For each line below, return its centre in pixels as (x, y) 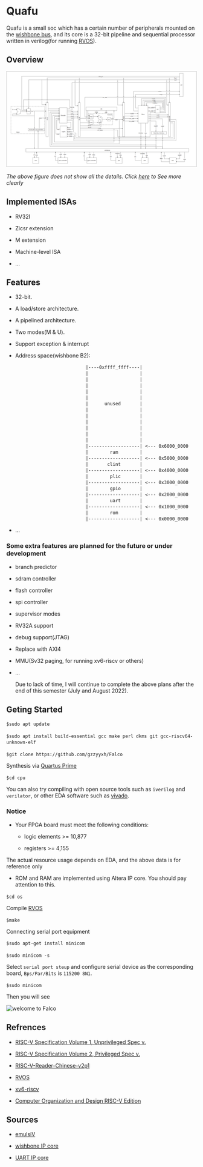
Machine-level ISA (38, 251)
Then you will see (28, 996)
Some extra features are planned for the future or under (89, 546)
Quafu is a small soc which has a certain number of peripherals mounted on (101, 28)
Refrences (26, 1027)
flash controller (34, 590)
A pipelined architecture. (46, 321)
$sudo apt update (28, 724)
